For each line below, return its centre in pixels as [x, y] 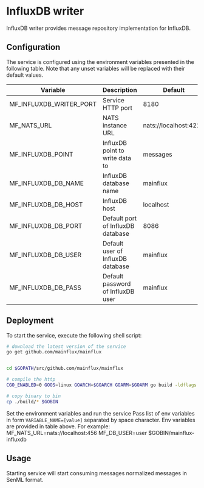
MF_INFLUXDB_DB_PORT [46, 225]
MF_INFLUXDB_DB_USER [46, 255]
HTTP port [117, 108]
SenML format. [25, 479]
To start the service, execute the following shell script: [74, 335]
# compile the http [31, 380]
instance [115, 125]
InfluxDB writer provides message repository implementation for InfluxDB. [99, 28]
